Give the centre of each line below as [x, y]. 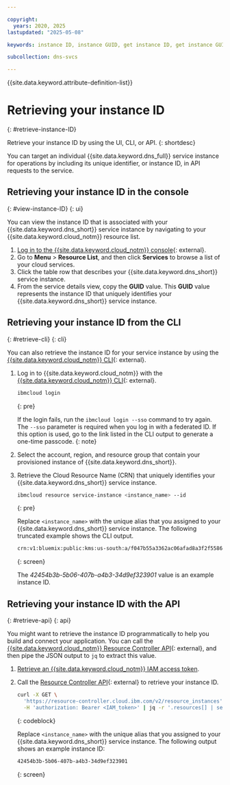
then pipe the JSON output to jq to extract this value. [82, 656]
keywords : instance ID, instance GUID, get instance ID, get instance [110, 45]
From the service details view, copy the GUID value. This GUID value [113, 286]
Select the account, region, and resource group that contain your [108, 455]
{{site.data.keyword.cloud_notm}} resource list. [74, 236]
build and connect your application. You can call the [80, 641]
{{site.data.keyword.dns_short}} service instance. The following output [117, 741]
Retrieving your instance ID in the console [98, 192]
